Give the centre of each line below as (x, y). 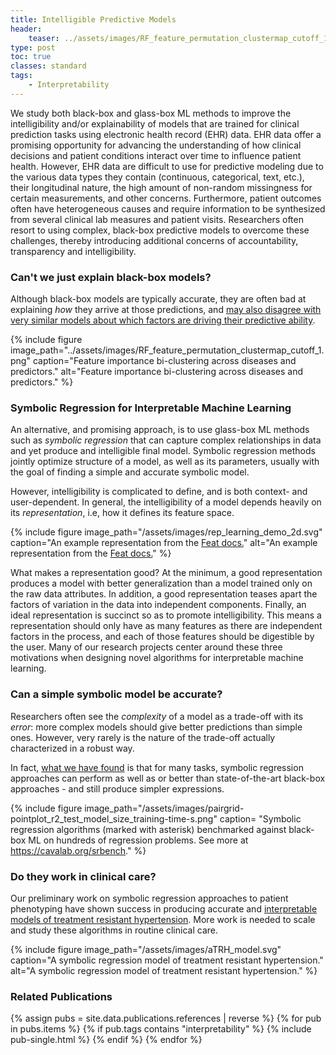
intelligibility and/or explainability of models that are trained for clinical (155, 123)
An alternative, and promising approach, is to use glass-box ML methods (160, 430)
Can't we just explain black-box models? (111, 277)
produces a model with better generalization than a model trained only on (161, 583)
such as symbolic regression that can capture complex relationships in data (166, 440)
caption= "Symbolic (260, 818)
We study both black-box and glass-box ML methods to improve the (151, 113)
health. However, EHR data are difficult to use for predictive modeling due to (167, 166)
